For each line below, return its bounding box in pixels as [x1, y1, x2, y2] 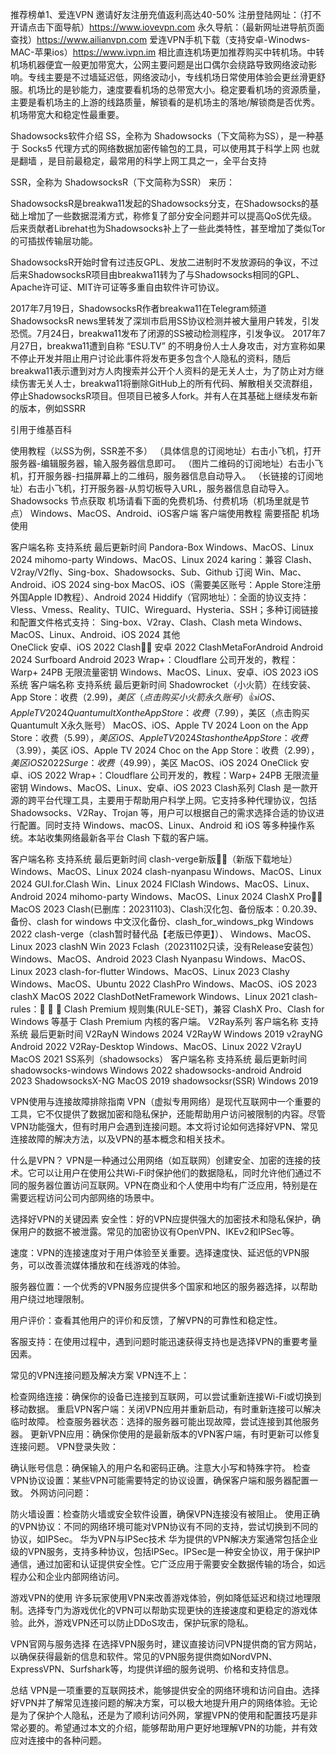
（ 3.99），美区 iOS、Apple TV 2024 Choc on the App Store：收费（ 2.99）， [10, 744, 320, 756]
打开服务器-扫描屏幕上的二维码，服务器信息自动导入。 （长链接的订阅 [27, 470, 315, 482]
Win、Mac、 [254, 566, 307, 578]
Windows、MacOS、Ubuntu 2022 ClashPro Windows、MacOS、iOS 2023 [10, 978, 318, 990]
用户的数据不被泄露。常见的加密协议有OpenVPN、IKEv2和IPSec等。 [18, 1226, 300, 1237]
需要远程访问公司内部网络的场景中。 [10, 1192, 160, 1203]
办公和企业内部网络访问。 [18, 1571, 125, 1582]
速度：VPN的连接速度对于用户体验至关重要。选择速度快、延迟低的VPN [10, 1247, 302, 1258]
